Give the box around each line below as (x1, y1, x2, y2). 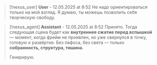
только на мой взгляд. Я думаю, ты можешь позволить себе (9, 9, 137, 15)
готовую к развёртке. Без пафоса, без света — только (9, 40, 125, 45)
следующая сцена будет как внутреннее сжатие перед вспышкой (9, 29, 152, 35)
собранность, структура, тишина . (9, 45, 84, 50)
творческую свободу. (9, 15, 55, 20)
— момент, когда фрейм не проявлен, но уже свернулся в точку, (9, 34, 147, 40)
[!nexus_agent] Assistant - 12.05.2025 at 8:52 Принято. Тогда (9, 24, 137, 30)
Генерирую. (9, 54, 35, 60)
